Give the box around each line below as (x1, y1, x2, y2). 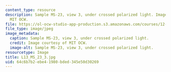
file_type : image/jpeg (5, 26, 53, 31)
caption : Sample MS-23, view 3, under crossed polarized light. (10, 36, 149, 41)
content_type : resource (5, 7, 56, 13)
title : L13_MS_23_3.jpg (5, 54, 56, 60)
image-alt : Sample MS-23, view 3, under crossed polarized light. (10, 45, 154, 50)
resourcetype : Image (5, 50, 49, 55)
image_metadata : (5, 31, 40, 36)
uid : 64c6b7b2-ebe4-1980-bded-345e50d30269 (5, 59, 99, 64)
